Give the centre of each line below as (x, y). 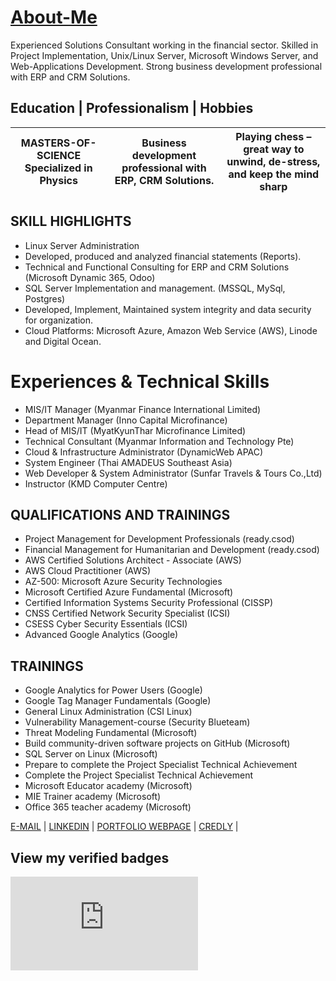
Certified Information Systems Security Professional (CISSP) (149, 603)
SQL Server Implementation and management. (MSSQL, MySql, (155, 288)
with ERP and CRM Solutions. (70, 77)
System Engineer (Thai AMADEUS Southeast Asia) (128, 462)
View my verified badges (90, 857)
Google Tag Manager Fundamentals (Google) (118, 701)
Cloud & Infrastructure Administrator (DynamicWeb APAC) (144, 452)
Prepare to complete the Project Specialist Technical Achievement (161, 765)
